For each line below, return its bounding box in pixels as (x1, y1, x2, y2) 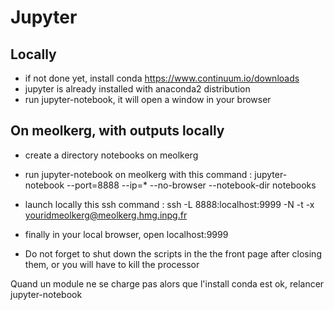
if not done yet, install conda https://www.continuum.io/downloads (24, 72, 300, 84)
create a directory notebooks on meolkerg (24, 149, 199, 161)
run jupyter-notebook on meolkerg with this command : (24, 168, 253, 180)
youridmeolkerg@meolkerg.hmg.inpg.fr (24, 209, 188, 221)
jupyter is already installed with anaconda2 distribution (24, 83, 251, 95)
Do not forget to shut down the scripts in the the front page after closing (24, 247, 322, 260)
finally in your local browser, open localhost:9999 (24, 228, 229, 240)
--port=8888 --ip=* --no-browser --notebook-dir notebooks (66, 179, 317, 191)
